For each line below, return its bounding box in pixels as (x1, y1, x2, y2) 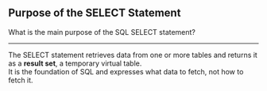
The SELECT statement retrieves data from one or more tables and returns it (8, 50, 258, 59)
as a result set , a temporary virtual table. (8, 59, 142, 68)
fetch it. (8, 75, 33, 85)
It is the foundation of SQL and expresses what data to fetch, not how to (8, 66, 244, 76)
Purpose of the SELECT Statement (8, 6, 181, 20)
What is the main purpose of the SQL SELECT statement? (8, 27, 196, 36)
